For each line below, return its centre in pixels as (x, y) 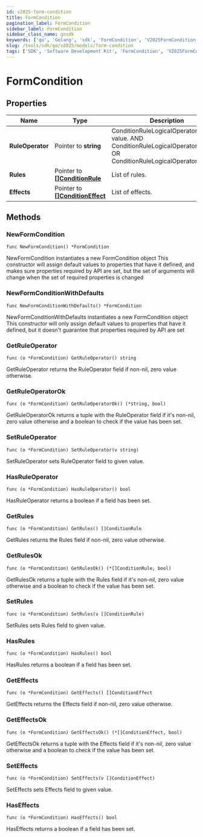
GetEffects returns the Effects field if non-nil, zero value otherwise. (90, 704)
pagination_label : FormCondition (48, 23)
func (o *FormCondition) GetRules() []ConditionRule (74, 529)
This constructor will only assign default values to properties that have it (96, 323)
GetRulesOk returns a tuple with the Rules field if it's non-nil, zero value (95, 579)
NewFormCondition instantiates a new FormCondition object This (87, 258)
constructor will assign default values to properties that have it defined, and (100, 264)
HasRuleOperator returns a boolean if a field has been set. (79, 501)
